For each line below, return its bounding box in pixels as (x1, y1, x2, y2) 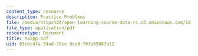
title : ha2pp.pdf (6, 36, 49, 41)
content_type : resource (6, 8, 65, 15)
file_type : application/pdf (6, 24, 75, 31)
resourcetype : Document (6, 30, 65, 36)
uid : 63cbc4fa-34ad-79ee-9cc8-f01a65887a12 (6, 41, 115, 47)
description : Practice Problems (6, 14, 85, 20)
